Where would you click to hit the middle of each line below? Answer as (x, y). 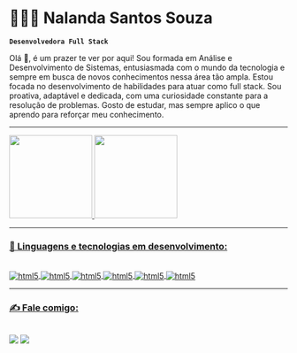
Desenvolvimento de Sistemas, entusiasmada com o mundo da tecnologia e (147, 67)
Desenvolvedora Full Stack (59, 42)
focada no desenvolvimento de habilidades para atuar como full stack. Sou (145, 86)
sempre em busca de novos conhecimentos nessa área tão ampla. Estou (141, 77)
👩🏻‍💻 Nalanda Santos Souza (111, 18)
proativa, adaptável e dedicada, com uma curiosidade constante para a (139, 96)
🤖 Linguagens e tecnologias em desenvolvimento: (118, 246)
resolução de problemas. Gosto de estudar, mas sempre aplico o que (135, 104)
